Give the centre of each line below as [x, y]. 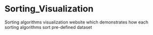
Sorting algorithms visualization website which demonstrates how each [76, 22]
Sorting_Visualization [49, 9]
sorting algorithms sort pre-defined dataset [48, 27]
